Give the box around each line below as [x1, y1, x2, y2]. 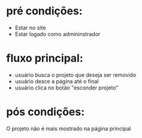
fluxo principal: [6, 52, 84, 65]
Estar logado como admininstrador [14, 30, 101, 37]
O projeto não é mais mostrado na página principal [6, 125, 131, 132]
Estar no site [14, 24, 46, 31]
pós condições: [6, 105, 85, 119]
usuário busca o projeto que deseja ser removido [14, 71, 137, 79]
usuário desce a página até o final [14, 77, 99, 85]
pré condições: [6, 4, 83, 18]
